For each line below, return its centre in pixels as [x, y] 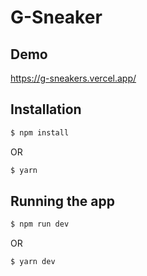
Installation [46, 109]
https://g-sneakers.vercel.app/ [73, 78]
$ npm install [40, 132]
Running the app [62, 201]
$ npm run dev [40, 224]
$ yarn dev [33, 262]
